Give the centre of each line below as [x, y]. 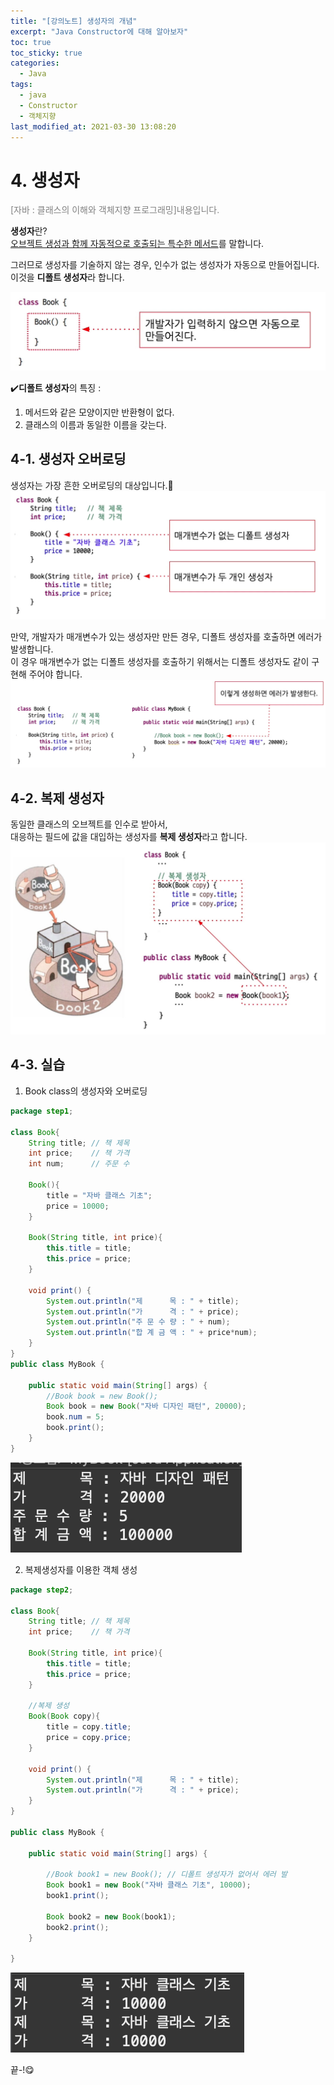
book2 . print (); [78, 1927]
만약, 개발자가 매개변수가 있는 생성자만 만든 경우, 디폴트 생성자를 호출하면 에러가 [166, 636]
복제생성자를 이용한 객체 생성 [81, 1569]
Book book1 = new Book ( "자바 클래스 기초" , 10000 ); [149, 1885]
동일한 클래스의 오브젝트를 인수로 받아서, [89, 824]
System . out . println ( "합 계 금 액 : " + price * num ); [152, 1333]
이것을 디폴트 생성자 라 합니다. [67, 277]
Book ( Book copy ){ [64, 1716]
